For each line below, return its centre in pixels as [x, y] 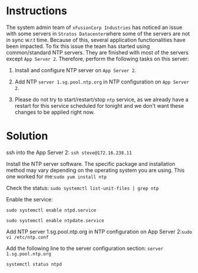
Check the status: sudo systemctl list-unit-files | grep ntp [82, 188]
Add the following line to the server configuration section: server [85, 248]
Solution [27, 136]
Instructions [37, 11]
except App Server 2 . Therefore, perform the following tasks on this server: [98, 59]
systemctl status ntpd [34, 264]
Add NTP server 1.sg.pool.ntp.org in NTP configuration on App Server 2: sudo [99, 232]
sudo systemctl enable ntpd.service [51, 210]
